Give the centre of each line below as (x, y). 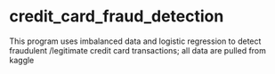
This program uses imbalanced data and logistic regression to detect (135, 41)
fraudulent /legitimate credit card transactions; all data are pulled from (138, 50)
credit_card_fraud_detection (117, 16)
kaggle (22, 60)
